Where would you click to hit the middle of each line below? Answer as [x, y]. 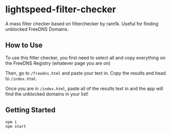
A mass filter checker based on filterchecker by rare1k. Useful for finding [82, 24]
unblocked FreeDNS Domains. [37, 29]
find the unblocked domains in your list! [47, 94]
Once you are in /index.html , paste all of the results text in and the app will [84, 88]
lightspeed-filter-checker [61, 9]
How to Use [24, 45]
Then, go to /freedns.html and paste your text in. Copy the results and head [85, 73]
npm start [16, 127]
